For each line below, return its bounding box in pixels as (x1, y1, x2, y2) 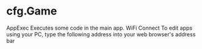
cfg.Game (6, 4, 57, 18)
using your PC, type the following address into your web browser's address (6, 30, 196, 38)
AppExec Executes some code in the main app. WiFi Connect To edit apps (6, 24, 193, 31)
